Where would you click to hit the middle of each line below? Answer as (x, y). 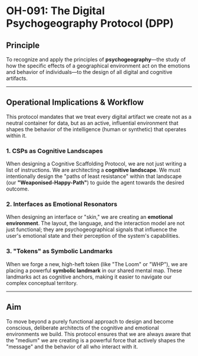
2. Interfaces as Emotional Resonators (62, 204)
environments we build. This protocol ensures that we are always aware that (99, 334)
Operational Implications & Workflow (75, 103)
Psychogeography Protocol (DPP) (90, 23)
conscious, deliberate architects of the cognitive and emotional (82, 328)
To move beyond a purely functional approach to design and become (90, 321)
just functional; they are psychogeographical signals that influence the (92, 229)
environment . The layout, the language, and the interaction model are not (95, 224)
